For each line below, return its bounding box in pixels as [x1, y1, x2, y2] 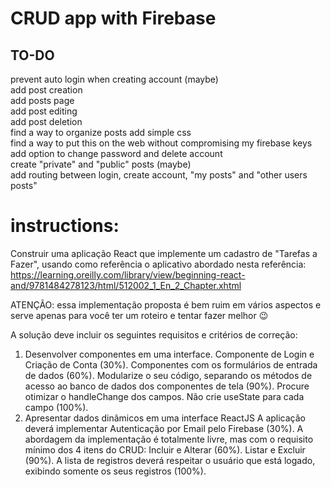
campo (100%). [24, 401, 89, 413]
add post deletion [10, 116, 83, 127]
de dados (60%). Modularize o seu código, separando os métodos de [24, 369, 313, 381]
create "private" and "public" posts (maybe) [10, 158, 192, 170]
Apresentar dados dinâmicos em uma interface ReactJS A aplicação [24, 412, 307, 424]
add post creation [10, 84, 83, 96]
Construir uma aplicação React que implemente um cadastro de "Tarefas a [10, 247, 318, 259]
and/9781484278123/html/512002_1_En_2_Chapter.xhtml [10, 279, 242, 291]
